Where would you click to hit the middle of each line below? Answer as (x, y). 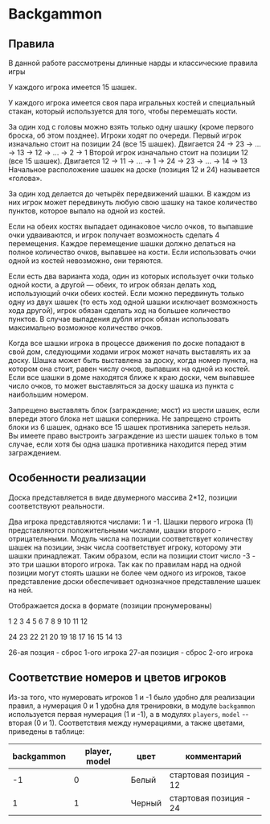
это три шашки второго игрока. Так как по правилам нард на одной (125, 564)
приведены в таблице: (47, 731)
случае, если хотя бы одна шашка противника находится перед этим (128, 444)
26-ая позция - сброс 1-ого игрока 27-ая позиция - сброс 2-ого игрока (131, 652)
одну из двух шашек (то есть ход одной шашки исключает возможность (133, 302)
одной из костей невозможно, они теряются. (86, 261)
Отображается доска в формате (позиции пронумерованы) (110, 605)
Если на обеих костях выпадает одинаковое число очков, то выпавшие (131, 227)
